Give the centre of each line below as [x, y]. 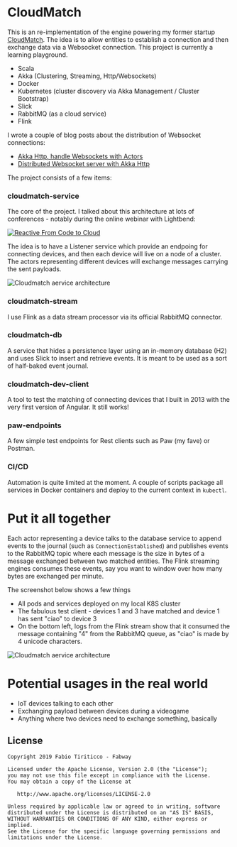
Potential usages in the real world [108, 683]
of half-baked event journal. [48, 366]
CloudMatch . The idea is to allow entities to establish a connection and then [118, 39]
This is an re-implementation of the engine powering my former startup [111, 32]
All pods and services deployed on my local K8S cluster [99, 603]
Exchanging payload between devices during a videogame [103, 711]
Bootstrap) [33, 98]
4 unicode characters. [50, 641]
